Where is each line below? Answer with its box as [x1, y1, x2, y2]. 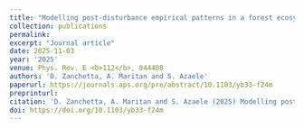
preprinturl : [9, 88, 59, 97]
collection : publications [9, 22, 107, 31]
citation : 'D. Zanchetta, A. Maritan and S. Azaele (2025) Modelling [9, 96, 278, 106]
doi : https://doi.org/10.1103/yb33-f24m [9, 105, 165, 114]
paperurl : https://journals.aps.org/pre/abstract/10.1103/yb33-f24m [9, 80, 273, 89]
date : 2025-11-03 [9, 47, 75, 56]
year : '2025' [9, 55, 59, 64]
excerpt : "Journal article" [9, 38, 116, 48]
